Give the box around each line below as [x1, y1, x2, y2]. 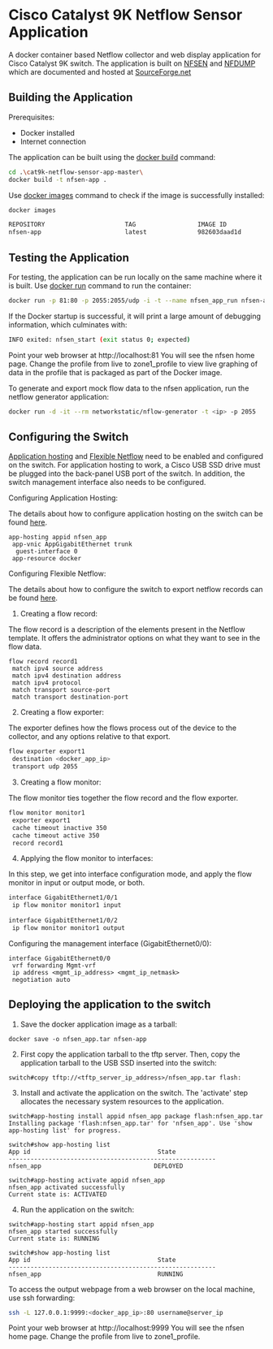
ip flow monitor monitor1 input [11, 901, 122, 910]
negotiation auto [11, 975, 71, 984]
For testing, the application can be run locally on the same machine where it [8, 272, 262, 282]
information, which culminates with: [8, 319, 128, 330]
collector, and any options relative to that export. [8, 732, 171, 742]
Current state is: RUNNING [8, 1234, 100, 1243]
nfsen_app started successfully [8, 1227, 118, 1235]
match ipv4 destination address [11, 672, 122, 680]
